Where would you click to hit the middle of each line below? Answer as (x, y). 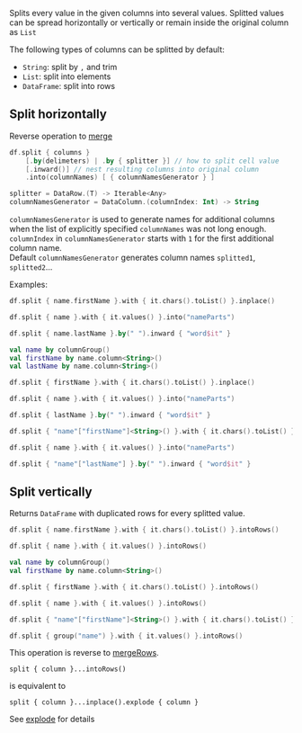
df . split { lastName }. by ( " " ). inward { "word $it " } (110, 416)
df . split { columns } (50, 152)
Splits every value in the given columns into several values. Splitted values (147, 13)
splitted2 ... (31, 267)
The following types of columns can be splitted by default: (117, 49)
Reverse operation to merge (61, 136)
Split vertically (51, 492)
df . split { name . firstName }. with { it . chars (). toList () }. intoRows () (144, 530)
